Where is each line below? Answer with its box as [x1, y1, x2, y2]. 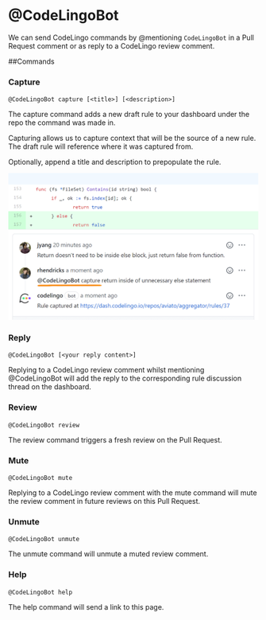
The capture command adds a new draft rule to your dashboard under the [8, 110, 250, 119]
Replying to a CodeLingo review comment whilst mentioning [8, 365, 205, 375]
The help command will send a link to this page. [8, 602, 164, 611]
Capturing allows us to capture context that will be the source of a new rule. [8, 134, 256, 143]
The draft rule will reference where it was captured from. [8, 142, 194, 151]
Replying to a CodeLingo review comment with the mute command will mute [8, 488, 257, 497]
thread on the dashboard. [8, 382, 91, 392]
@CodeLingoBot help [8, 588, 73, 596]
